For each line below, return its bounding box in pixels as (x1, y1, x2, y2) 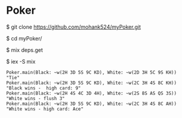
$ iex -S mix (6, 58, 36, 65)
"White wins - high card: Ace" (6, 105, 84, 112)
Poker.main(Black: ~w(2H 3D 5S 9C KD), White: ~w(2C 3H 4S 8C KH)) (6, 80, 177, 86)
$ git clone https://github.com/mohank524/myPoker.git (6, 23, 141, 30)
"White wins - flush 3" (6, 95, 65, 101)
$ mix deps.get (6, 46, 43, 54)
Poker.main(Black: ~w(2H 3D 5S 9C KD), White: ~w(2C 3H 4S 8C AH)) (6, 101, 177, 107)
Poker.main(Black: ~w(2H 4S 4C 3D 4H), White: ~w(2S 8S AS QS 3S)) (6, 90, 177, 96)
